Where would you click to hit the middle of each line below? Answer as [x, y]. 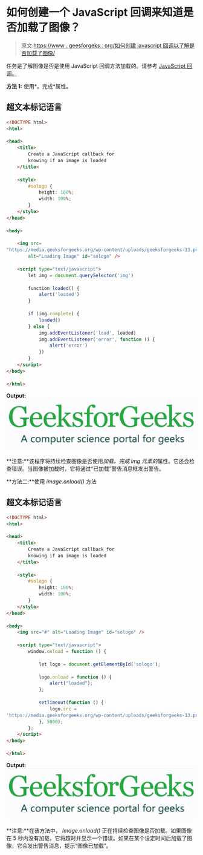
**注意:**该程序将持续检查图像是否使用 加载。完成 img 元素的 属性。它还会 [98, 461]
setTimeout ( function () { [71, 703]
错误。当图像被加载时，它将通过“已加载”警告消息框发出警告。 [88, 468]
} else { [39, 326]
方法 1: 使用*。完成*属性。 [39, 86]
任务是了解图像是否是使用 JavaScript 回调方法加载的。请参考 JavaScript [96, 66]
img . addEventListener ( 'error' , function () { [97, 339]
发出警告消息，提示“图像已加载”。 [69, 846]
